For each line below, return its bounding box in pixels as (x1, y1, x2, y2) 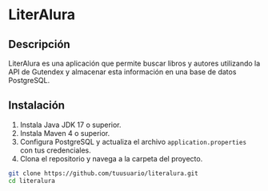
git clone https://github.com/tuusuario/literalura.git (8, 169, 198, 177)
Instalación (8, 98, 66, 113)
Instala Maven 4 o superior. (19, 128, 110, 137)
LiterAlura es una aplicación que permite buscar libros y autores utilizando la (8, 58, 261, 68)
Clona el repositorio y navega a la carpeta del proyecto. (19, 153, 203, 163)
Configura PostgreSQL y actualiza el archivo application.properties (19, 137, 246, 146)
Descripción (8, 38, 70, 51)
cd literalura (8, 177, 56, 185)
